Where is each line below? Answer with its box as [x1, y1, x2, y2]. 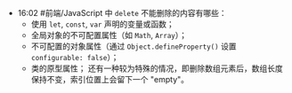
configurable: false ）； [30, 52, 119, 62]
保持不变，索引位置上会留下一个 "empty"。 [30, 74, 190, 84]
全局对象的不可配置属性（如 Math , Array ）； [30, 30, 187, 40]
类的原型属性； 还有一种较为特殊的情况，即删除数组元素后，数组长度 [30, 63, 283, 74]
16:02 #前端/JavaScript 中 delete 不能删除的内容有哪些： [17, 8, 227, 18]
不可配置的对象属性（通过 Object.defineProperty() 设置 [30, 41, 238, 51]
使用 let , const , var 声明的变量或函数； [30, 19, 175, 29]
